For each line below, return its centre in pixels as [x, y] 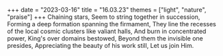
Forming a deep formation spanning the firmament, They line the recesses [112, 24]
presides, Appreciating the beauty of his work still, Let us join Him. [101, 46]
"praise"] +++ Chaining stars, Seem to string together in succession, [104, 17]
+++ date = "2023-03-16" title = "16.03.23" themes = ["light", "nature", [107, 10]
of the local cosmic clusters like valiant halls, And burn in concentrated [107, 31]
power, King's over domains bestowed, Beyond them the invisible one [105, 38]
